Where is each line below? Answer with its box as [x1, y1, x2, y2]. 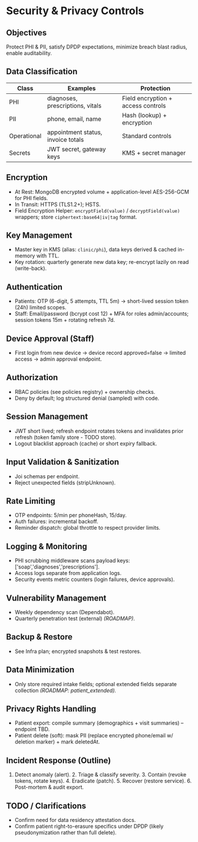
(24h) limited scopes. [14, 304, 67, 311]
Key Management [6, 230, 72, 240]
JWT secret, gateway [47, 145, 106, 153]
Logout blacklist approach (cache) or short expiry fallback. [14, 440, 157, 447]
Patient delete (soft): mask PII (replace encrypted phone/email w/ [14, 732, 174, 739]
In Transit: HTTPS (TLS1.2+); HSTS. [14, 201, 101, 208]
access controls [121, 102, 166, 110]
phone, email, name [47, 115, 102, 123]
